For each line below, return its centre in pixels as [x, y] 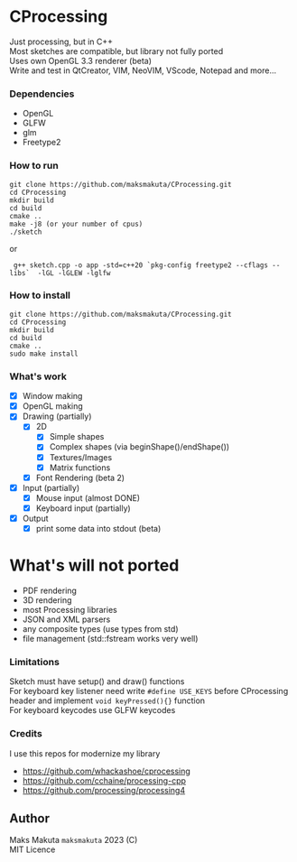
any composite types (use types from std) [100, 628]
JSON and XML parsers [66, 619]
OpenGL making [52, 406]
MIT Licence [32, 849]
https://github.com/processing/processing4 [104, 790]
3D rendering [47, 600]
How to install [40, 295]
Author [29, 818]
